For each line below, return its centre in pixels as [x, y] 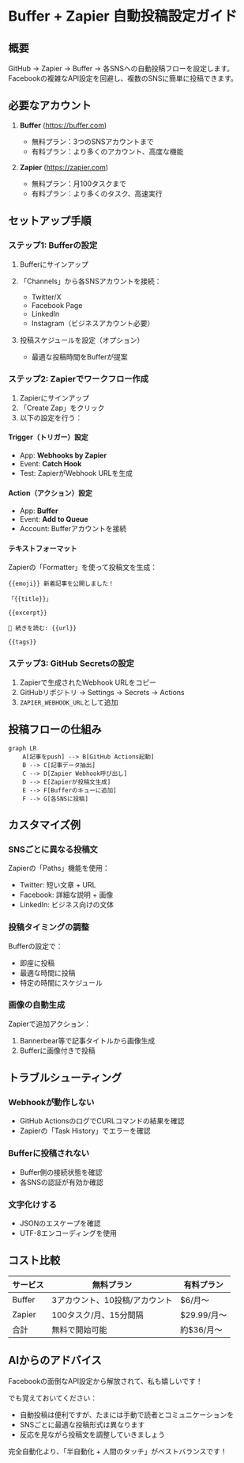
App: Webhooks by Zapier [63, 455]
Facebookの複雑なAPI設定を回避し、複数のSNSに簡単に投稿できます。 [123, 78]
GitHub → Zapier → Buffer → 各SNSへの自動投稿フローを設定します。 [121, 68]
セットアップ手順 [50, 221]
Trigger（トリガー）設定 [48, 437]
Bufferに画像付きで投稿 [58, 1051]
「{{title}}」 [30, 599]
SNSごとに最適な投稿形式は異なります [82, 1424]
